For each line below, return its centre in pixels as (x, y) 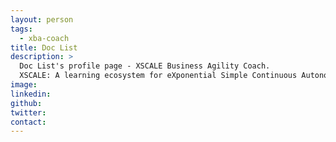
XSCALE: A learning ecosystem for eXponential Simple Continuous (158, 76)
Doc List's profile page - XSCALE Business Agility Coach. (145, 66)
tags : (21, 29)
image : (24, 85)
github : (26, 103)
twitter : (28, 112)
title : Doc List (44, 47)
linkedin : (31, 94)
